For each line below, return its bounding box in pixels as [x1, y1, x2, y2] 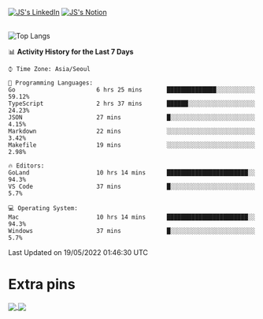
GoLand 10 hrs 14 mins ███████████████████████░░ [8, 169, 256, 177]
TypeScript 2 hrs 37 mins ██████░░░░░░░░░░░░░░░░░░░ [8, 99, 256, 107]
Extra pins [8, 276, 76, 294]
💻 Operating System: [8, 205, 79, 212]
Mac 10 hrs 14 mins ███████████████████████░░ [8, 213, 256, 221]
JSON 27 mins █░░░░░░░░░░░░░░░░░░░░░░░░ [8, 114, 256, 122]
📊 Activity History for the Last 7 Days [8, 47, 134, 56]
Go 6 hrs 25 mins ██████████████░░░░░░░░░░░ [8, 86, 256, 94]
